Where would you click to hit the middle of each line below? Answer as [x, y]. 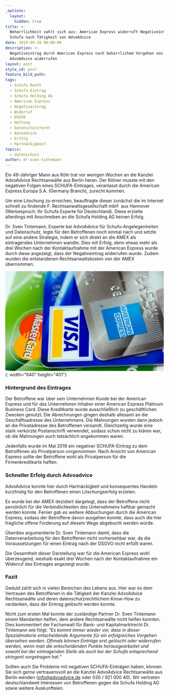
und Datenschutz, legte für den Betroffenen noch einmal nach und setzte [81, 232]
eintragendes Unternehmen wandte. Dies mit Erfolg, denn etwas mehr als [81, 243]
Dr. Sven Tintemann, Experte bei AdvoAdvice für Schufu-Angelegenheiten [82, 227]
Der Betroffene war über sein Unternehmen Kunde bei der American [76, 399]
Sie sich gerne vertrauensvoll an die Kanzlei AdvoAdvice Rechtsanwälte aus [84, 672]
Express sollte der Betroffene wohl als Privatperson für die [66, 457]
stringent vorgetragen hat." [33, 657]
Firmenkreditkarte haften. [31, 462]
